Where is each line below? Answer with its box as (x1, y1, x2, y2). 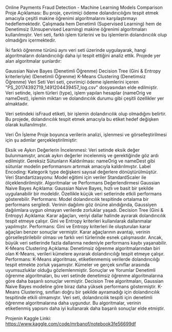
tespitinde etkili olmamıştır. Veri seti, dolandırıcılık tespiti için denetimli (5, 294, 153, 300)
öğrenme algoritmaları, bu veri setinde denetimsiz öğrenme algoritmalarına (5, 272, 163, 279)
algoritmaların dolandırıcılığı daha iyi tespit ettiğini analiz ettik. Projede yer (5, 52, 161, 59)
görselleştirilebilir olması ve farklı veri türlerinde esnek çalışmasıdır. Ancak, (5, 234, 163, 241)
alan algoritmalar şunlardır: (5, 58, 62, 64)
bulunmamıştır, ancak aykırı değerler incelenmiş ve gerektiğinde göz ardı (5, 153, 159, 158)
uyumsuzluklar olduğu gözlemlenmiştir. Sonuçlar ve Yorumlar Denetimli (5, 267, 156, 273)
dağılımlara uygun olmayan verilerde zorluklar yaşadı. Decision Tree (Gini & (5, 207, 164, 213)
